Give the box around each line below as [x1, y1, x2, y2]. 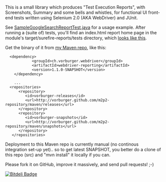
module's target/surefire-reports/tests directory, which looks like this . [5, 35, 147, 41]
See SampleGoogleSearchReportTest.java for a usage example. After [5, 24, 146, 30]
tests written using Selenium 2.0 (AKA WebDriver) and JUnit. [14, 15, 138, 20]
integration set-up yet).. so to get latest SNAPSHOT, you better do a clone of [5, 147, 161, 152]
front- [148, 9, 160, 15]
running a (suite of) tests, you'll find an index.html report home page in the [5, 30, 157, 35]
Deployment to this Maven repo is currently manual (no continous [5, 141, 139, 147]
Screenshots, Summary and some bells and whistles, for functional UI [5, 9, 147, 15]
